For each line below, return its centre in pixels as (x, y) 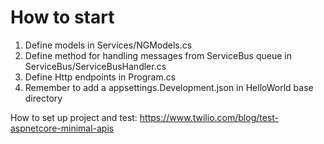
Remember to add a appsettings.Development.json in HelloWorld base (169, 87)
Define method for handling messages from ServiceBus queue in (158, 55)
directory (43, 98)
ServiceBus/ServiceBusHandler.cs (95, 66)
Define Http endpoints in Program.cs (100, 77)
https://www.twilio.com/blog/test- (209, 117)
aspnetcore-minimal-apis (62, 128)
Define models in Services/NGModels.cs (108, 45)
